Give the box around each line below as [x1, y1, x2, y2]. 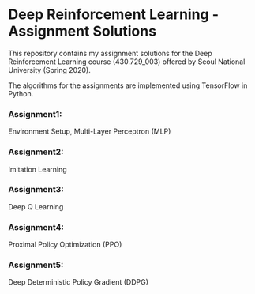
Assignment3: [8, 184, 65, 195]
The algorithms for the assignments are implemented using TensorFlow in [8, 81, 248, 90]
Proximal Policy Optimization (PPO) [8, 239, 122, 250]
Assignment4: [8, 221, 65, 232]
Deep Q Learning [8, 202, 64, 211]
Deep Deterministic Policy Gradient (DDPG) [8, 277, 148, 287]
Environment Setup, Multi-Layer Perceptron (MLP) [8, 126, 171, 136]
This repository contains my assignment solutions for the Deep [8, 48, 212, 58]
